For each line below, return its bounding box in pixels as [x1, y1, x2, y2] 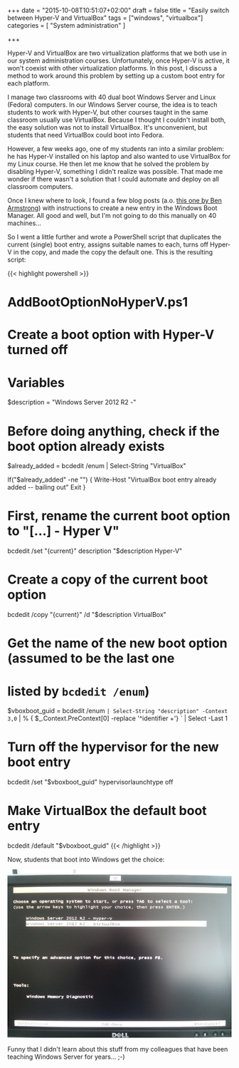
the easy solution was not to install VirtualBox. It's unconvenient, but [7, 123, 208, 131]
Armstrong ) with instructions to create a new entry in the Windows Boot [7, 204, 218, 212]
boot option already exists [7, 438, 165, 455]
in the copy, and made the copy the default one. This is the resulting [13, 248, 213, 256]
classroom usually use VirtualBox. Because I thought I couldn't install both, [7, 115, 226, 124]
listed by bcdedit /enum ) [7, 683, 150, 699]
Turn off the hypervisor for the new [7, 739, 219, 755]
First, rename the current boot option [7, 508, 230, 524]
